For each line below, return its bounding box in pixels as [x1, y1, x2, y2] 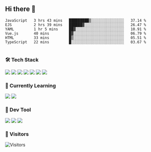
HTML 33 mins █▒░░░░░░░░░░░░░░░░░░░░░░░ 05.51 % [5, 35, 147, 40]
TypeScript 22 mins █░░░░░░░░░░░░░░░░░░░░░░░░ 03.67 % [5, 39, 147, 44]
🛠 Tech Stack [5, 56, 39, 63]
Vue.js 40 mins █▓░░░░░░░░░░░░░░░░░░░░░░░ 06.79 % [5, 31, 147, 36]
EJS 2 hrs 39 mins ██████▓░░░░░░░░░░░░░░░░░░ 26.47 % [5, 22, 147, 27]
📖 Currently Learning [5, 82, 56, 89]
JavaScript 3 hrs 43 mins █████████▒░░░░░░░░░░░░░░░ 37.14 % [5, 18, 147, 23]
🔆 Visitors [5, 130, 29, 137]
